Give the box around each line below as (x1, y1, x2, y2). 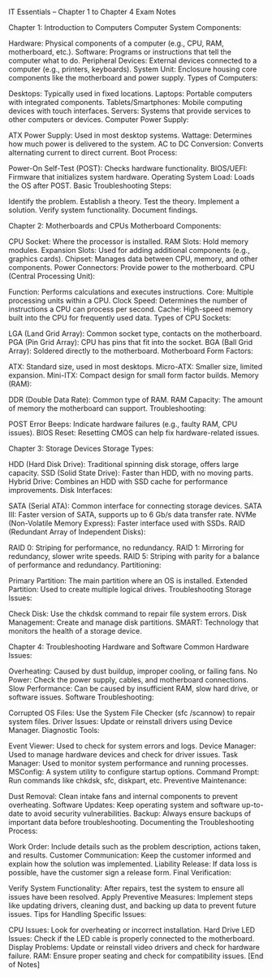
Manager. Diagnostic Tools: (8, 726, 100, 735)
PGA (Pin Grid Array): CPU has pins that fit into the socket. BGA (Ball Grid (8, 338, 253, 347)
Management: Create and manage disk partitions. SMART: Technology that (8, 617, 259, 627)
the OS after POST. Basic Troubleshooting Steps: (8, 181, 172, 190)
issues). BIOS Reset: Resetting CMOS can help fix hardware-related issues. (8, 428, 260, 438)
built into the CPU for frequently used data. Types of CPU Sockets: (8, 313, 231, 322)
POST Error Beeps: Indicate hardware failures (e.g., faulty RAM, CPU (8, 419, 238, 429)
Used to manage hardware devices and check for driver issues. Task (8, 750, 238, 759)
